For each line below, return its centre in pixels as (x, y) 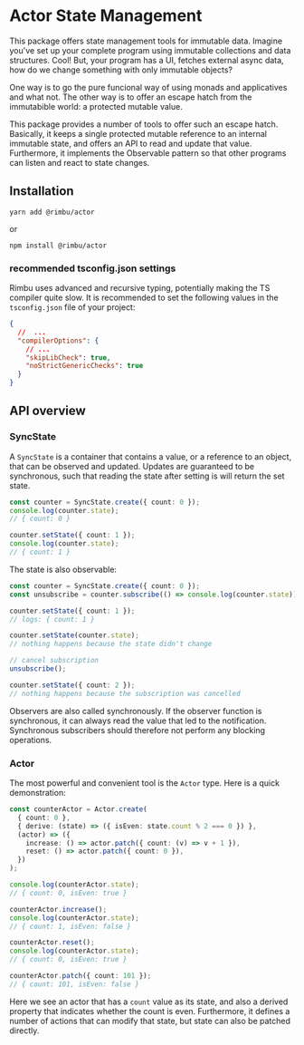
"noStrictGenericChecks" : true (85, 366)
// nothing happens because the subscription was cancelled (125, 693)
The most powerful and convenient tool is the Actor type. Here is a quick (145, 783)
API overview (47, 411)
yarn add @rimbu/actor (52, 212)
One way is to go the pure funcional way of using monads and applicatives (148, 87)
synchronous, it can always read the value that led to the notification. (138, 721)
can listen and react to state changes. (80, 162)
